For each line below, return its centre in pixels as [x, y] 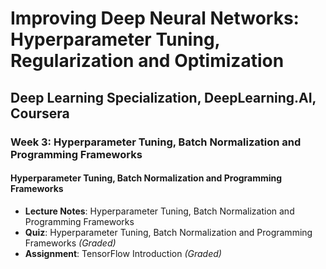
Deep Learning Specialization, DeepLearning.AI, [163, 97]
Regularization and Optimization [147, 61]
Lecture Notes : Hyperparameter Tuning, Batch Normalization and [159, 211]
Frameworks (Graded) [70, 243]
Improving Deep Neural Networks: [155, 18]
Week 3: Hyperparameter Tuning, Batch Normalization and [156, 142]
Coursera [40, 113]
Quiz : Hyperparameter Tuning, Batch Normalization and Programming [168, 232]
